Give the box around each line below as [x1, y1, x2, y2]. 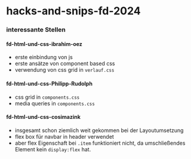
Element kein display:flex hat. [14, 145, 91, 153]
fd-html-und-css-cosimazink [6, 114, 81, 121]
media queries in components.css [14, 100, 95, 107]
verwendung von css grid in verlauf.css [14, 66, 115, 74]
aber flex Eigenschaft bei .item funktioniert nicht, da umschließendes [14, 139, 186, 146]
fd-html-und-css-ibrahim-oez [6, 40, 82, 47]
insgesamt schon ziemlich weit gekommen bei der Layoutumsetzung [14, 127, 184, 134]
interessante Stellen [6, 26, 66, 34]
